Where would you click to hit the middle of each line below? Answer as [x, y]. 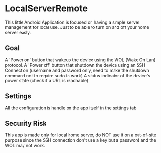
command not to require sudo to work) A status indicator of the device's [78, 75]
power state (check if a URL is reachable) [47, 80]
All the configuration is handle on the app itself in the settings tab [71, 108]
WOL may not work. [25, 146]
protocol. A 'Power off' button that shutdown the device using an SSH [75, 65]
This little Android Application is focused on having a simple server [72, 22]
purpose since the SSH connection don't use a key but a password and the [80, 140]
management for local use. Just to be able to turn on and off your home [77, 27]
